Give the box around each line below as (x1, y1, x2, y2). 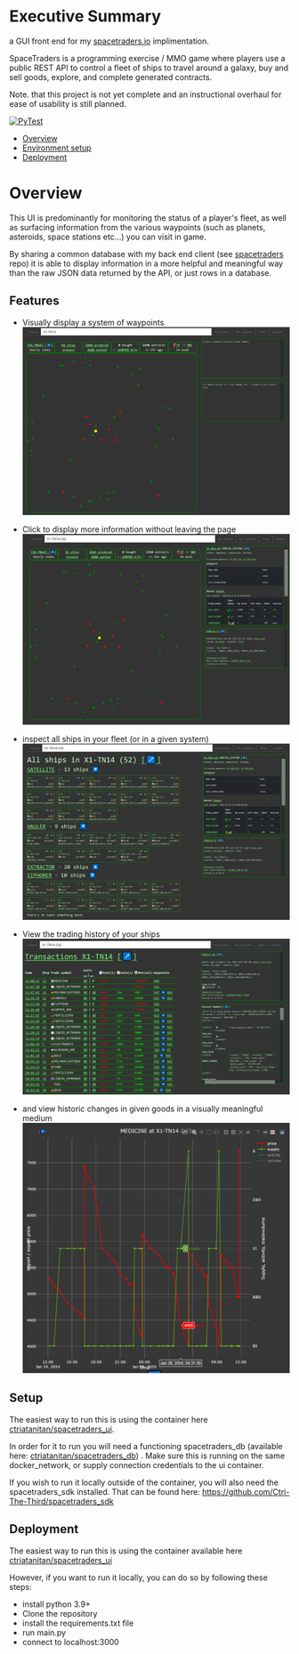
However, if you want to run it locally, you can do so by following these (9, 1572, 269, 1583)
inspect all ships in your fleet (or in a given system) (21, 734, 209, 745)
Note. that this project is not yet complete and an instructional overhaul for (9, 89, 282, 100)
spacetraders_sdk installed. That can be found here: (9, 1486, 200, 1497)
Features (9, 294, 60, 309)
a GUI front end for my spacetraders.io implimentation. (9, 36, 209, 46)
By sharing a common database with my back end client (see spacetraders (9, 248, 284, 259)
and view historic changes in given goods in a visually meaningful (21, 1103, 263, 1114)
